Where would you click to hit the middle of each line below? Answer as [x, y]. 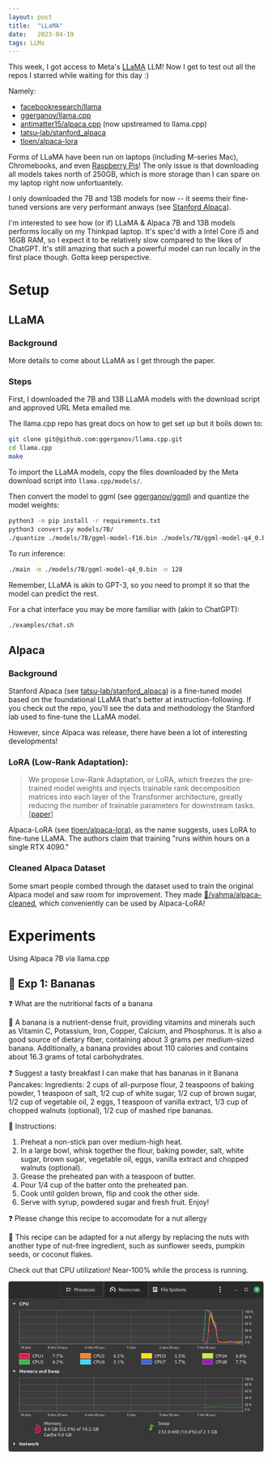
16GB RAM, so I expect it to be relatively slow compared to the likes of [125, 240]
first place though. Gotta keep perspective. [80, 257]
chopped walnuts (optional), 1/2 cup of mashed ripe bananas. [111, 1111]
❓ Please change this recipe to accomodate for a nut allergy [108, 1218]
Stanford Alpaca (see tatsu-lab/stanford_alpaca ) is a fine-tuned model [125, 691]
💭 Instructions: [32, 1126]
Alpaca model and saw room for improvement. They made [105, 894]
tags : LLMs [27, 43]
